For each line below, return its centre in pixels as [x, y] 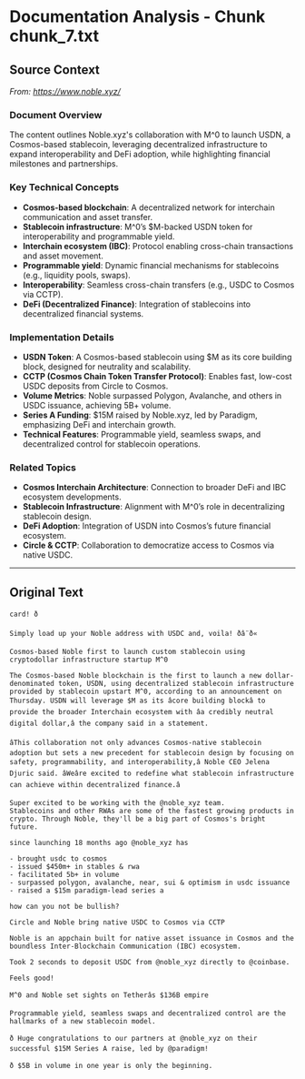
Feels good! [32, 978]
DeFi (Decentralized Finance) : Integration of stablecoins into [137, 304]
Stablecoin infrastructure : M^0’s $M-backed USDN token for [138, 227]
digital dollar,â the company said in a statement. [109, 723]
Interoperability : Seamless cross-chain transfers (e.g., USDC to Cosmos [158, 285]
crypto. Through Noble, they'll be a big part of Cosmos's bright [138, 819]
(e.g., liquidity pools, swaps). [77, 275]
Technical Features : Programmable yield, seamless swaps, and [142, 434]
